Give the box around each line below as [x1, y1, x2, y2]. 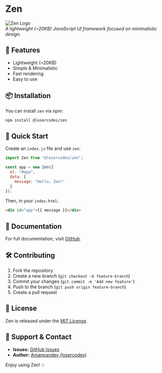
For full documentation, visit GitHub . [5, 236, 81, 242]
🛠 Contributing [5, 251, 55, 260]
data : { [10, 174, 27, 179]
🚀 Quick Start [5, 132, 49, 140]
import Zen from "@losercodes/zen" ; [5, 155, 83, 161]
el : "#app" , [10, 170, 36, 175]
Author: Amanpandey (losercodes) [12, 351, 87, 358]
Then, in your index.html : [5, 198, 59, 204]
